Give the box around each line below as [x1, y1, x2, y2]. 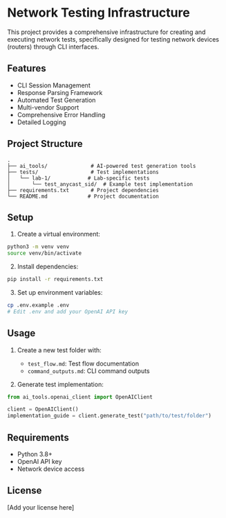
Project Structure [7, 138, 83, 150]
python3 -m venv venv [7, 243, 70, 250]
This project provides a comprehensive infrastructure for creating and [7, 28, 206, 36]
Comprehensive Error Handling [17, 110, 106, 119]
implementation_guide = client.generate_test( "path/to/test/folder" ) [7, 413, 212, 420]
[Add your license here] [7, 503, 75, 511]
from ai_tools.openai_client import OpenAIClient [7, 393, 153, 400]
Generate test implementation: [17, 380, 104, 388]
